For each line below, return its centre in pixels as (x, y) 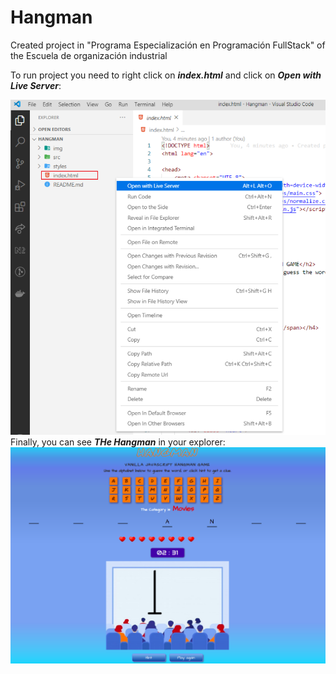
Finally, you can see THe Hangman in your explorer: (118, 442)
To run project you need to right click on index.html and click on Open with (166, 75)
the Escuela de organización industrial (89, 55)
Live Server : (36, 85)
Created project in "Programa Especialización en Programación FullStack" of (168, 45)
